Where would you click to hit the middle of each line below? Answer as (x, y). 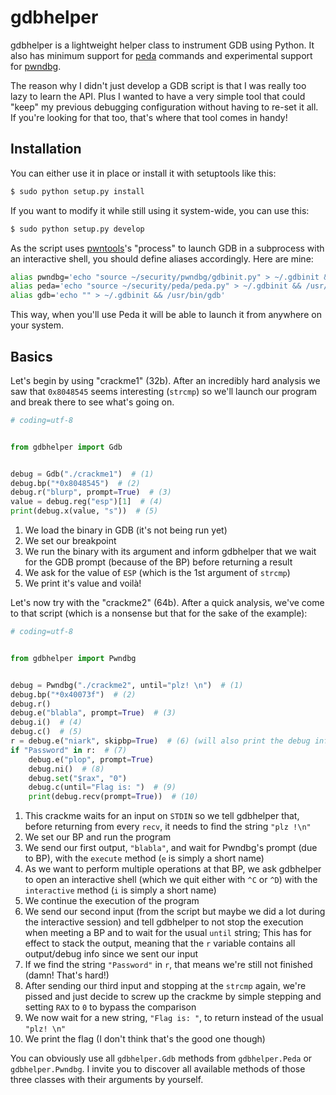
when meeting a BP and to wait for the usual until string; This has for (168, 933)
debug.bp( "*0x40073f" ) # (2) (73, 694)
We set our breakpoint (70, 541)
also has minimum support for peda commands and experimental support (161, 55)
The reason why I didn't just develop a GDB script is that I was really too (158, 85)
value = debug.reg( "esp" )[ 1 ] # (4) (86, 502)
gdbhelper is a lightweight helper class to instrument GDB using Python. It (162, 45)
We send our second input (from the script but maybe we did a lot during (175, 912)
